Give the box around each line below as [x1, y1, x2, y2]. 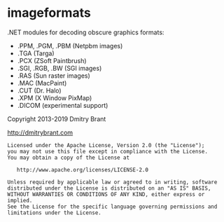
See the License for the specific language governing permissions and [7, 203, 218, 210]
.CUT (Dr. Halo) [17, 86, 62, 95]
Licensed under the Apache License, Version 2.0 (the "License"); [7, 141, 205, 148]
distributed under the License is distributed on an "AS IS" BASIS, [7, 184, 211, 192]
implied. [7, 197, 33, 204]
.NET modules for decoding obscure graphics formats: [7, 28, 164, 36]
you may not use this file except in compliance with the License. [7, 148, 209, 155]
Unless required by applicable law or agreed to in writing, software [7, 179, 218, 186]
